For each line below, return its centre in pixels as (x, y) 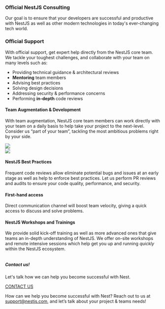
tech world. (16, 29)
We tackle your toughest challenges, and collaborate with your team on (77, 57)
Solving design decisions (37, 88)
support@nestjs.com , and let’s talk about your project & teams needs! (76, 301)
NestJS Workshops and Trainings (40, 222)
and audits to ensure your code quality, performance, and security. (73, 183)
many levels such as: (26, 63)
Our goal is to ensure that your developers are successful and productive (79, 18)
